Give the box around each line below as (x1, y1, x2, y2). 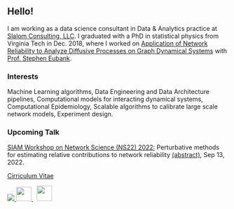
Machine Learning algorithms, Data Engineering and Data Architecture (7, 88, 210, 96)
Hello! (7, 6, 34, 18)
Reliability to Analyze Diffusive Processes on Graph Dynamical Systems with (7, 46, 228, 55)
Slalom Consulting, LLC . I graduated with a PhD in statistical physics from (7, 32, 219, 40)
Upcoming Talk (7, 128, 60, 137)
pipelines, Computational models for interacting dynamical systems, (7, 95, 203, 104)
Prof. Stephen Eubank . (7, 54, 72, 62)
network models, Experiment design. (7, 110, 113, 119)
